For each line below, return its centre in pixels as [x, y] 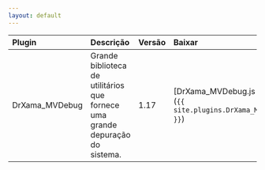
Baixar [186, 42]
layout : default [35, 15]
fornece [105, 105]
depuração [111, 134]
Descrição [110, 42]
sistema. [106, 154]
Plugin [24, 42]
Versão [152, 42]
